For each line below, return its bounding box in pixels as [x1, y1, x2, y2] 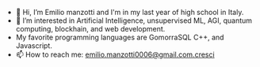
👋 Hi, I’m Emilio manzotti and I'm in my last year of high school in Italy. [15, 8, 244, 17]
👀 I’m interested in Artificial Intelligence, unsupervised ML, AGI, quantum [15, 16, 252, 25]
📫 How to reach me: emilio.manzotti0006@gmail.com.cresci [15, 50, 216, 59]
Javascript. [15, 41, 53, 50]
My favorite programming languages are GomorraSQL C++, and [15, 32, 224, 42]
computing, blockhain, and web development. [15, 24, 166, 33]
